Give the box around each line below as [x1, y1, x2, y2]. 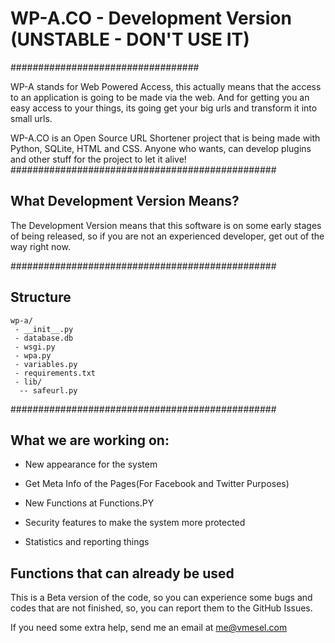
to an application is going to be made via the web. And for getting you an [10, 91, 310, 103]
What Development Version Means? [10, 193, 240, 210]
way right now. [10, 240, 71, 252]
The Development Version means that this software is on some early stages [10, 219, 322, 231]
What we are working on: [10, 432, 170, 449]
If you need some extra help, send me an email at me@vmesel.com [10, 622, 288, 634]
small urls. [10, 112, 53, 124]
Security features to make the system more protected [24, 517, 246, 529]
